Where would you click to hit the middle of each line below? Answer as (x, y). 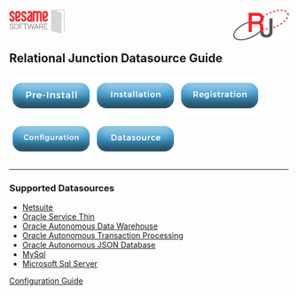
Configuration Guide (46, 281)
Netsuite (37, 207)
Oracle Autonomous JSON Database (89, 245)
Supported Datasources (62, 188)
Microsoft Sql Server (59, 263)
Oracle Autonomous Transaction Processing (102, 235)
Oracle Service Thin (59, 216)
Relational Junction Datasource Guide (116, 58)
